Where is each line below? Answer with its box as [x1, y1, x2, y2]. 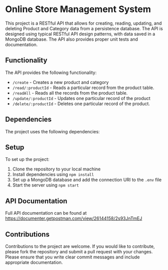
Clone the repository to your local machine [12, 166, 101, 172]
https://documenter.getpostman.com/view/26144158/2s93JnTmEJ [5, 215, 142, 222]
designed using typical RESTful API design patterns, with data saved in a [5, 31, 155, 37]
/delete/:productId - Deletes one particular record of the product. [12, 101, 150, 107]
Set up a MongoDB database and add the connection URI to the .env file [12, 177, 162, 183]
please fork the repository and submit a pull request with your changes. [5, 249, 153, 254]
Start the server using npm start [12, 182, 79, 188]
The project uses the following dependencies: [5, 128, 100, 134]
